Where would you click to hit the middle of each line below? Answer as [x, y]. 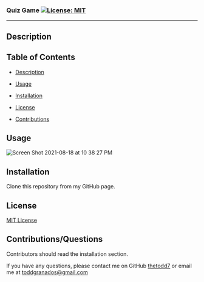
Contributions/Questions [55, 239]
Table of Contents [41, 57]
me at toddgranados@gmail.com [47, 272]
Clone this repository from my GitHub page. [61, 187]
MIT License [22, 220]
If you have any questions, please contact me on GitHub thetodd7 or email [99, 266]
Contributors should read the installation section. [67, 254]
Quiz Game [23, 10]
